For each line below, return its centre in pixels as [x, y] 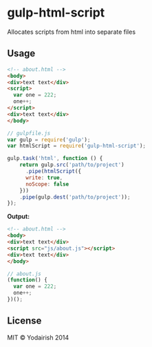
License [24, 321]
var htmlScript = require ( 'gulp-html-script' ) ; [77, 146]
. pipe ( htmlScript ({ [53, 171]
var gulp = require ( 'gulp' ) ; [49, 139]
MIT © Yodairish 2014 [38, 337]
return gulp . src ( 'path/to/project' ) [72, 165]
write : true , [44, 177]
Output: [18, 217]
